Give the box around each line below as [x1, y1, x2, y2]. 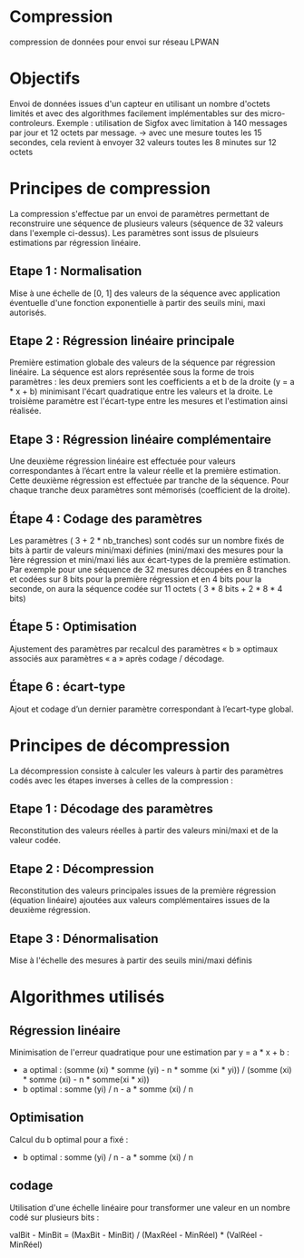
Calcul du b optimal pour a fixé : [9, 1134, 129, 1145]
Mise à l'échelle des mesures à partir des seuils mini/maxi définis [9, 955, 252, 966]
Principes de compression [9, 179, 211, 199]
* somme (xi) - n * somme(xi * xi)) [22, 1074, 150, 1086]
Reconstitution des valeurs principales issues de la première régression [9, 885, 277, 896]
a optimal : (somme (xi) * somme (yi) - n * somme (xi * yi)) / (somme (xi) [22, 1065, 292, 1076]
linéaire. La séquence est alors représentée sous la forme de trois [9, 367, 255, 378]
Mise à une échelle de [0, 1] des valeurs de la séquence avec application [9, 288, 281, 299]
